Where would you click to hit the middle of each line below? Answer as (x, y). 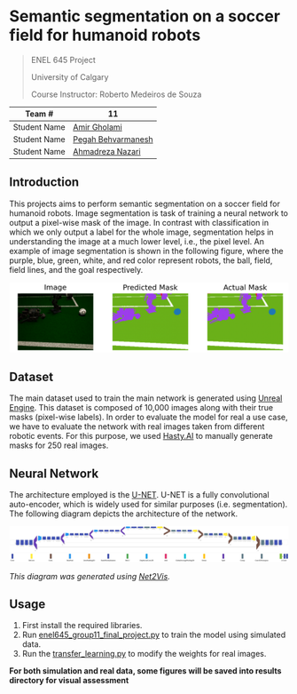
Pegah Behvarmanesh (113, 139)
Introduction (44, 183)
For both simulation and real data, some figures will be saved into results (145, 671)
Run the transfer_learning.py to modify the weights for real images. (144, 654)
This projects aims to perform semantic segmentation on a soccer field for (145, 203)
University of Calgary (70, 76)
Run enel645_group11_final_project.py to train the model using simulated (154, 635)
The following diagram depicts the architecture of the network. (123, 514)
